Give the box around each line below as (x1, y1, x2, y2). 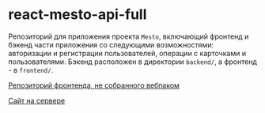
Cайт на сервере (8, 96, 66, 105)
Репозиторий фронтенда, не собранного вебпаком (8, 81, 180, 90)
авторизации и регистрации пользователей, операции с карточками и (8, 48, 247, 58)
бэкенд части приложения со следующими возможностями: (8, 40, 214, 49)
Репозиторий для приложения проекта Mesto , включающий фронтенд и (8, 32, 249, 41)
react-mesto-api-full (8, 6, 147, 24)
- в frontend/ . (8, 65, 54, 74)
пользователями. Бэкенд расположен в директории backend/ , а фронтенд (8, 57, 257, 66)
